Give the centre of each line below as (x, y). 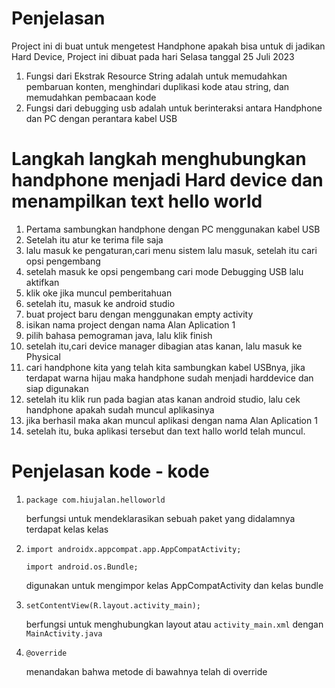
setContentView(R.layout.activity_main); (113, 605)
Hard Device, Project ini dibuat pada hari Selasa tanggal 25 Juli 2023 (153, 56)
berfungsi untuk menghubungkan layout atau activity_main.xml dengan (174, 624)
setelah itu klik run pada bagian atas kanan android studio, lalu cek (163, 399)
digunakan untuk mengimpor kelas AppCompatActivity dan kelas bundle (174, 585)
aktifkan (42, 282)
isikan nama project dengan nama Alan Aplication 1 (130, 324)
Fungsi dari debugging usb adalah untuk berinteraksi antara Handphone (174, 108)
